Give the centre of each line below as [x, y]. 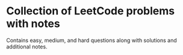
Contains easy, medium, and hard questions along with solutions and [91, 40]
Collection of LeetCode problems [91, 11]
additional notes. [27, 47]
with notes [33, 24]
